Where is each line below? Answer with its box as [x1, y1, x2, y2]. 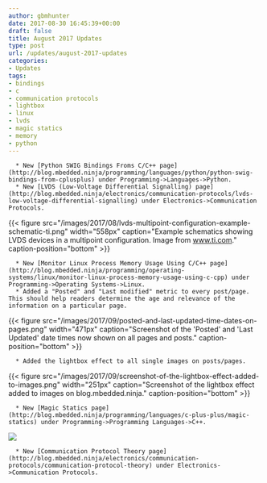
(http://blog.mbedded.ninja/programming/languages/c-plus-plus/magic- [8, 410, 250, 419]
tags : [8, 72, 27, 80]
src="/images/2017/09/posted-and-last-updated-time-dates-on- [42, 315, 257, 325]
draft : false [8, 27, 52, 35]
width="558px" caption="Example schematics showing [69, 227, 253, 236]
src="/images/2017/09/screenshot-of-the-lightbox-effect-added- [42, 371, 260, 381]
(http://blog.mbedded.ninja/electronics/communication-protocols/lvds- [8, 189, 253, 198]
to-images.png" [8, 380, 60, 389]
